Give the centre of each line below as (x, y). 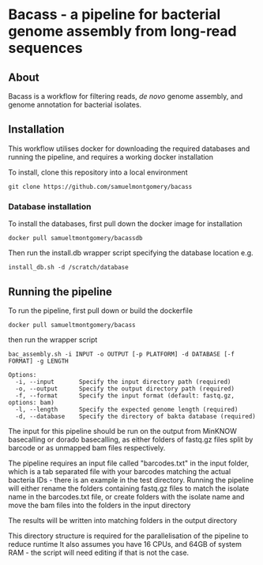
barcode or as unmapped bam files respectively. (87, 447)
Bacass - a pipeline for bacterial (115, 15)
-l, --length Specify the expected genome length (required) (127, 409)
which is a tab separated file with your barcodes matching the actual (120, 471)
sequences (45, 48)
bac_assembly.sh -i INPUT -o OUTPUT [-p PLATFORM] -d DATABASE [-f (122, 354)
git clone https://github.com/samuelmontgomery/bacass (100, 186)
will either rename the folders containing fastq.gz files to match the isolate (129, 488)
